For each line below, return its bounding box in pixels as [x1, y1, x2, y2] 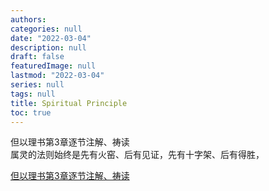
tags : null [10, 89, 56, 99]
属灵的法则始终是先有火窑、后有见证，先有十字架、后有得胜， [10, 149, 265, 161]
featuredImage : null [10, 61, 97, 71]
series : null [10, 80, 65, 90]
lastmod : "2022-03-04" [10, 71, 105, 81]
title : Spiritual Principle [10, 98, 128, 108]
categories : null [10, 24, 83, 34]
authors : [10, 14, 47, 25]
